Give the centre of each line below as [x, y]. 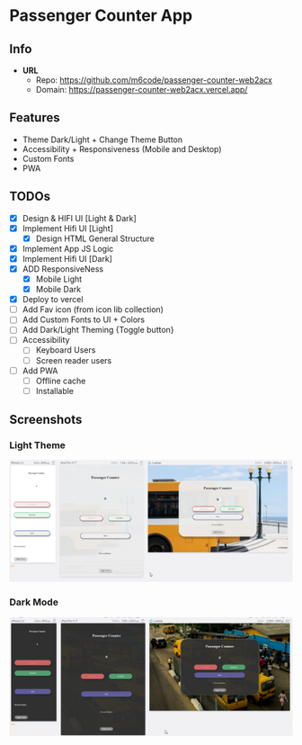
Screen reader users [74, 360]
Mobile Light [59, 279]
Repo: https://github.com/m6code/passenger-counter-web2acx [154, 80]
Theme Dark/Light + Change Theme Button [102, 139]
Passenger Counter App [101, 16]
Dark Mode [34, 602]
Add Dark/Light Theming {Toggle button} [98, 330]
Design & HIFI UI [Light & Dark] [79, 218]
